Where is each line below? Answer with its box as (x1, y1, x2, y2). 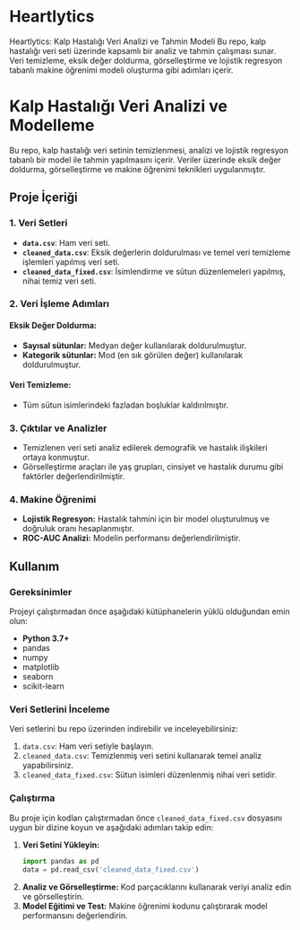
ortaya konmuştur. (21, 452, 90, 463)
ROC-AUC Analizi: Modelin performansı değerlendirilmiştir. (21, 532, 241, 544)
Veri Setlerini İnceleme (9, 703, 110, 715)
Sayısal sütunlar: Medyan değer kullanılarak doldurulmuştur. (21, 339, 247, 351)
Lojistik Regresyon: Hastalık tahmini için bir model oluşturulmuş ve (21, 513, 270, 524)
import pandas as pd (21, 856, 99, 865)
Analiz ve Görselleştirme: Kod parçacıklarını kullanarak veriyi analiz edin (21, 882, 292, 892)
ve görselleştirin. (21, 891, 84, 901)
